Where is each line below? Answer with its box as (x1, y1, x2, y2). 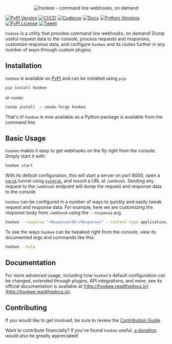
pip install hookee (5, 85, 47, 90)
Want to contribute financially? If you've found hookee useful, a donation (5, 327, 157, 333)
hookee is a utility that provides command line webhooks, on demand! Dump (5, 30, 165, 36)
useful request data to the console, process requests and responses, (5, 36, 151, 42)
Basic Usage (5, 134, 46, 142)
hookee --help (5, 244, 36, 249)
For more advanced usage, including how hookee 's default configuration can (5, 272, 166, 278)
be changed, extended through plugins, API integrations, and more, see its (5, 278, 162, 284)
